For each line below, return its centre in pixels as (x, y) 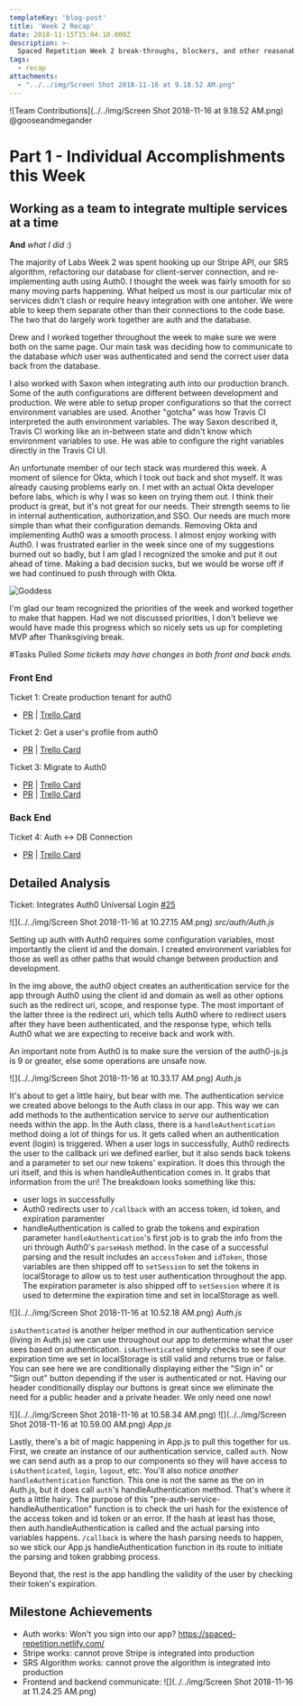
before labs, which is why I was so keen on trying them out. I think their (142, 496)
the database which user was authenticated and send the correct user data (149, 356)
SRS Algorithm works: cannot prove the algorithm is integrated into (146, 1662)
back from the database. (55, 365)
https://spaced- (207, 1634)
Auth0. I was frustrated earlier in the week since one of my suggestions (142, 544)
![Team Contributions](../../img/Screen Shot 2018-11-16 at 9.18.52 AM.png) (147, 110)
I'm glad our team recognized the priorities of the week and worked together (151, 608)
